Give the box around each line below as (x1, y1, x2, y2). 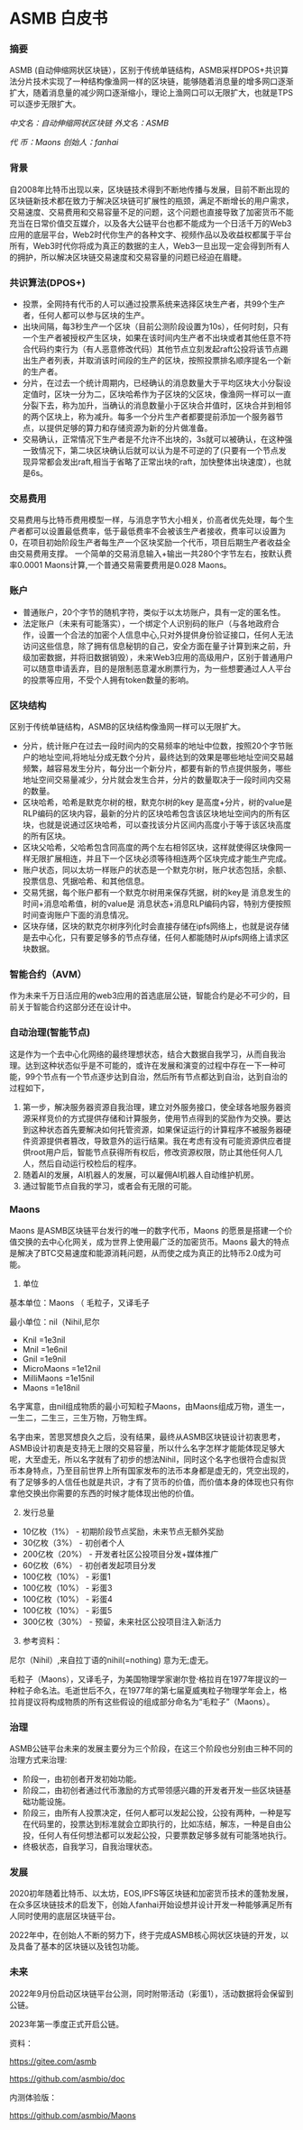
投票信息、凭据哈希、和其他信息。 (22, 876, 150, 886)
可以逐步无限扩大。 (9, 98, 81, 109)
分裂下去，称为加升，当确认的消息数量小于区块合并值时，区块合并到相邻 (22, 400, 291, 411)
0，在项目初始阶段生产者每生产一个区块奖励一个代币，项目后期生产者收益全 (9, 537, 291, 548)
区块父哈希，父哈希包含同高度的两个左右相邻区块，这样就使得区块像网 (22, 841, 284, 852)
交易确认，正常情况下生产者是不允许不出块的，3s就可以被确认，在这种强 (22, 434, 293, 445)
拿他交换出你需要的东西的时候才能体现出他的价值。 (9, 1487, 199, 1498)
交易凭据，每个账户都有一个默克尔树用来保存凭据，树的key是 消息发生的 (22, 886, 291, 897)
